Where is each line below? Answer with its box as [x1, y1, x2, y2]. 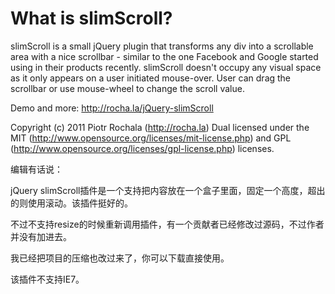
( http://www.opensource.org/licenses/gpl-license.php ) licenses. [10, 142, 275, 154]
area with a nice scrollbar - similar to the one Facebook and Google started [10, 50, 319, 62]
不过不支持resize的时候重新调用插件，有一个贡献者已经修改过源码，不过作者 [10, 218, 325, 230]
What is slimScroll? [10, 7, 173, 30]
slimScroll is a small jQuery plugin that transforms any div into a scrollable [10, 40, 314, 52]
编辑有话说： [10, 163, 63, 175]
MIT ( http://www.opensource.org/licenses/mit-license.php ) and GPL [10, 132, 292, 144]
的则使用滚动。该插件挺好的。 [10, 197, 133, 209]
